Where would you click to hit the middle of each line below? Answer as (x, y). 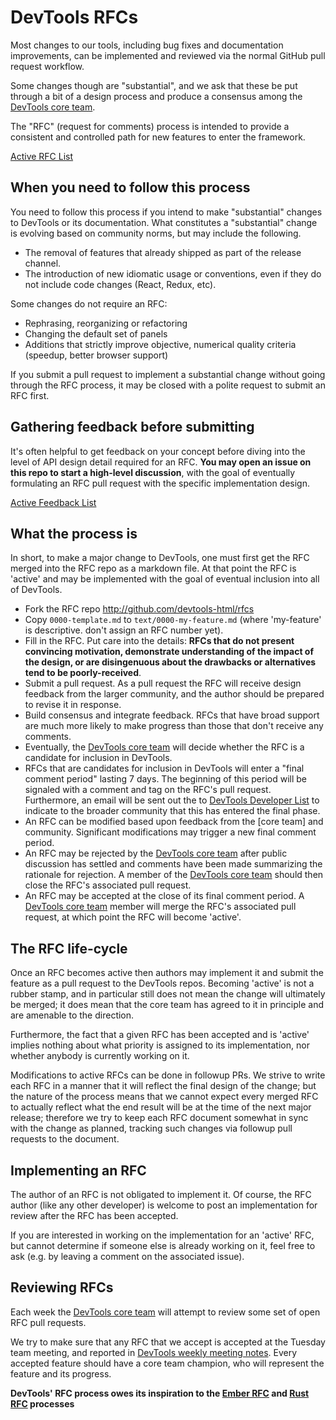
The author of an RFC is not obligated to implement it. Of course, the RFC (161, 1194)
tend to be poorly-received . (83, 673)
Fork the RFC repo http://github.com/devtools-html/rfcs (139, 609)
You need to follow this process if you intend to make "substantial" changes (166, 212)
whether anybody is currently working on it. (100, 1056)
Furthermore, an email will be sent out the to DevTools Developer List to (172, 800)
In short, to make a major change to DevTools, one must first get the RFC (160, 558)
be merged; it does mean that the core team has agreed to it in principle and (167, 1005)
